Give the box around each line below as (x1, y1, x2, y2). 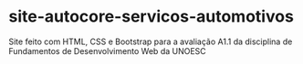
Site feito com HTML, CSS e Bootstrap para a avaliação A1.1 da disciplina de (8, 36, 293, 47)
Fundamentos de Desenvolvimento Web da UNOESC (8, 45, 206, 56)
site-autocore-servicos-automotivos (8, 6, 294, 27)
